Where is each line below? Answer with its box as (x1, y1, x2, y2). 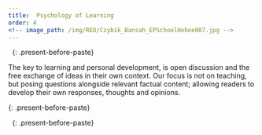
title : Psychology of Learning (8, 11, 114, 20)
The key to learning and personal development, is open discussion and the (8, 63, 250, 72)
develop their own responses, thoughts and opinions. (8, 88, 181, 97)
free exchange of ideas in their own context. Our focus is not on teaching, (8, 71, 247, 81)
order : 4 (8, 19, 37, 27)
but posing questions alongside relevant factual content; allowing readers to (8, 79, 255, 89)
